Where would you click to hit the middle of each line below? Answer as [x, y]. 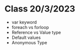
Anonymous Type [29, 42]
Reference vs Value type [36, 32]
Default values [26, 37]
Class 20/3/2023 [40, 9]
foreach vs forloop [30, 27]
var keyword [24, 22]
